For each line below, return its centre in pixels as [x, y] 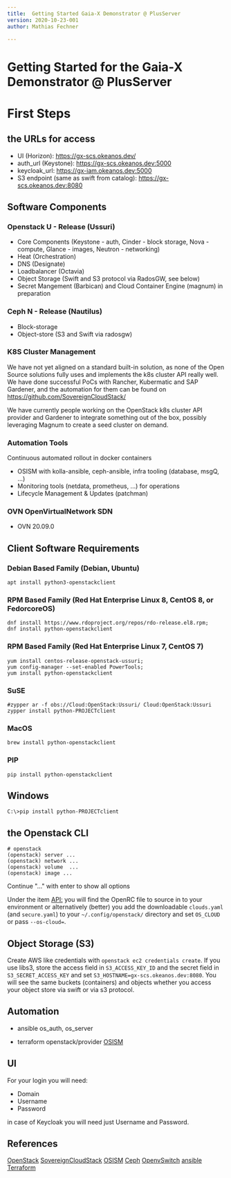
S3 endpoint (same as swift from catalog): [77, 178]
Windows [28, 796]
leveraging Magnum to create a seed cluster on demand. [88, 425]
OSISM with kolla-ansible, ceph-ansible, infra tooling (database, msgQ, [118, 471]
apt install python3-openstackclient [62, 583]
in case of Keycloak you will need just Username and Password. [98, 1122]
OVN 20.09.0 [36, 527]
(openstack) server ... [41, 855]
